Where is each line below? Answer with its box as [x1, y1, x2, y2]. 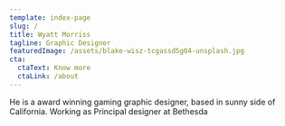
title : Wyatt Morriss [9, 30, 91, 39]
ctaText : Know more [17, 64, 91, 73]
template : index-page [9, 13, 91, 22]
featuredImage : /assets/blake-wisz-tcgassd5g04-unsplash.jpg [9, 47, 245, 56]
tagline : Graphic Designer [9, 38, 111, 48]
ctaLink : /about [17, 72, 79, 81]
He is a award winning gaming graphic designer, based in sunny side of [9, 96, 276, 107]
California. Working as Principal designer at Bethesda [9, 105, 208, 117]
